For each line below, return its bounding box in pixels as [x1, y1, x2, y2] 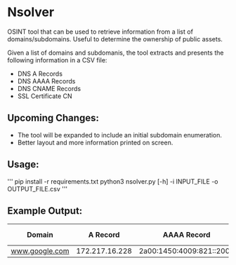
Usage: [7, 158, 40, 170]
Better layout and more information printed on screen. [17, 138, 173, 147]
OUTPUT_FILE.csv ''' [7, 184, 68, 193]
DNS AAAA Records [17, 76, 76, 85]
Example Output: [7, 205, 83, 217]
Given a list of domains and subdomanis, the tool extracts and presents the [7, 48, 224, 57]
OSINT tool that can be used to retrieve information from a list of [7, 27, 193, 36]
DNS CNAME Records [17, 84, 81, 93]
